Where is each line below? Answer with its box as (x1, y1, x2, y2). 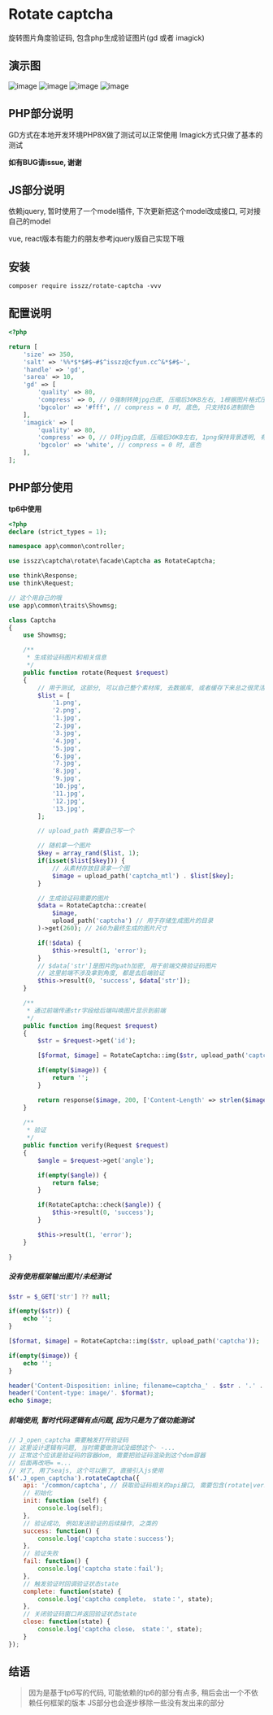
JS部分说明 (8, 183, 65, 197)
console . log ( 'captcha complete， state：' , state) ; (37, 1595, 214, 1603)
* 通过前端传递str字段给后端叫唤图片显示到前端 (26, 1006, 167, 1015)
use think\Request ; (8, 579, 75, 588)
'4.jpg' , (51, 737, 82, 745)
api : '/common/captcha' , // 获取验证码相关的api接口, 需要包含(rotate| (23, 1482, 253, 1490)
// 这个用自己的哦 (8, 594, 63, 602)
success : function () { (23, 1526, 100, 1535)
